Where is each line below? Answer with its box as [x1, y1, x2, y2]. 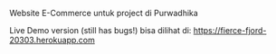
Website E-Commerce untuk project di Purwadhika [9, 8, 199, 18]
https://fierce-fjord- [193, 25, 267, 35]
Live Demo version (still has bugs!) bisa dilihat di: [9, 25, 192, 35]
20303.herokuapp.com [9, 35, 95, 45]
